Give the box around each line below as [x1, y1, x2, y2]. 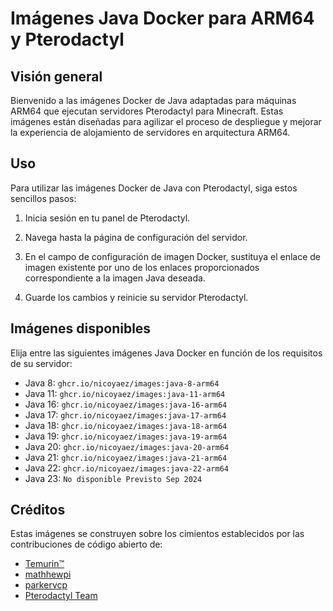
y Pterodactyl [10, 28, 125, 51]
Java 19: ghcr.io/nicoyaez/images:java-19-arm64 [24, 430, 228, 442]
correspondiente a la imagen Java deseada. [24, 272, 206, 284]
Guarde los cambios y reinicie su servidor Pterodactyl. [24, 291, 249, 303]
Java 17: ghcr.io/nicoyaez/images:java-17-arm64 [24, 408, 227, 421]
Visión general [10, 68, 103, 85]
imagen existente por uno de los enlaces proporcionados [24, 261, 260, 273]
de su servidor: [10, 357, 73, 369]
